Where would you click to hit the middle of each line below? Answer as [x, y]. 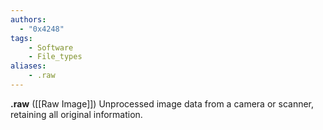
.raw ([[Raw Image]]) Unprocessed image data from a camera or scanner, [162, 103]
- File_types [55, 57]
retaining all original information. [76, 114]
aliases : [28, 66]
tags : [21, 38]
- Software [51, 47]
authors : [28, 19]
